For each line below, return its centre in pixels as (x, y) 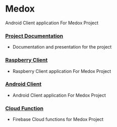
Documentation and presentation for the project (62, 47)
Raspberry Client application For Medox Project (62, 71)
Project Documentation (34, 36)
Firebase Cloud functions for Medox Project (58, 119)
